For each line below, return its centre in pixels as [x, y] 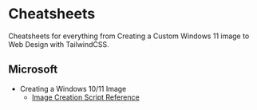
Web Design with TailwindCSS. [59, 44]
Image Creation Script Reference [85, 97]
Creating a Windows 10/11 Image [73, 88]
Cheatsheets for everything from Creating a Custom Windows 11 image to [129, 36]
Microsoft [33, 70]
